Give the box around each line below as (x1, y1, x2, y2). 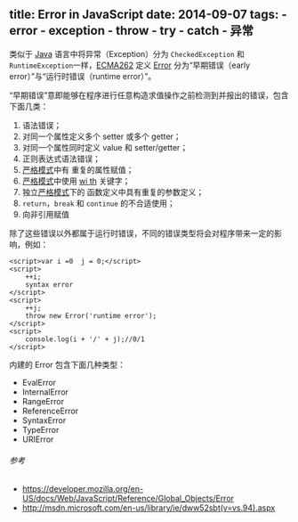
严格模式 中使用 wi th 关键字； (21, 175, 131, 186)
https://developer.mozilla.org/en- (21, 484, 144, 494)
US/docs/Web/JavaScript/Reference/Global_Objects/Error (21, 493, 234, 504)
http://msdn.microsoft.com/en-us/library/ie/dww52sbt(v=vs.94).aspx (21, 502, 276, 513)
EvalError (21, 377, 56, 387)
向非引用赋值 (21, 208, 69, 219)
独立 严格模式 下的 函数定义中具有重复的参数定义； (21, 186, 205, 197)
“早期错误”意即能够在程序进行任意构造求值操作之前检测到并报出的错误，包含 (9, 89, 289, 101)
